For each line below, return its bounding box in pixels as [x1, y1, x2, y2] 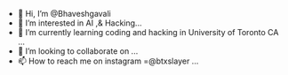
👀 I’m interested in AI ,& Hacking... [17, 18, 142, 28]
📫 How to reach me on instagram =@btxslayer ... [17, 56, 199, 66]
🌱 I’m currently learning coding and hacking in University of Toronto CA [17, 27, 279, 37]
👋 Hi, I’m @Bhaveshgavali [17, 9, 111, 19]
